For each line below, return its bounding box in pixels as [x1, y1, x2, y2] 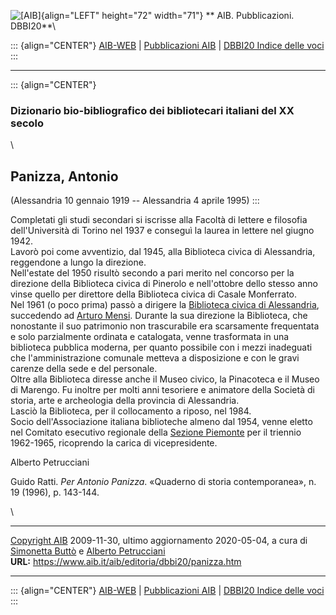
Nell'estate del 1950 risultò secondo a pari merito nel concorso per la [10, 267, 295, 279]
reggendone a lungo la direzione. [10, 256, 147, 269]
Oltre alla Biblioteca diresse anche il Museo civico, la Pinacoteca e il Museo [10, 373, 320, 385]
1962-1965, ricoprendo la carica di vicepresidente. [10, 437, 218, 449]
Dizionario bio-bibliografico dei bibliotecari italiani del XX [10, 103, 295, 117]
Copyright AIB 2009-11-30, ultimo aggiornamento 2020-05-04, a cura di [10, 535, 308, 547]
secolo [10, 116, 45, 130]
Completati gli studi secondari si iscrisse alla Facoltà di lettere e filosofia [10, 214, 308, 226]
